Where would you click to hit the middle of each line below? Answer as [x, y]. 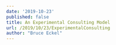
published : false [28, 17]
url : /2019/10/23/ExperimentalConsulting [58, 28]
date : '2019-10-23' [30, 11]
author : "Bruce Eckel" [34, 33]
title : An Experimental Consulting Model [58, 22]
